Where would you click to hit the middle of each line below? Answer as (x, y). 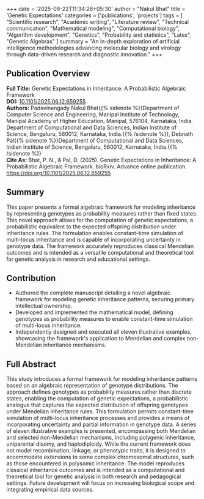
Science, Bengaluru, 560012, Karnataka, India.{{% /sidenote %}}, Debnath (100, 133)
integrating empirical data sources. (50, 490)
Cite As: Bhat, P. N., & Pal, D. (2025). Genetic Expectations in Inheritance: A (101, 160)
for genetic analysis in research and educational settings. (78, 259)
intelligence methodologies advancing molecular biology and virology (94, 48)
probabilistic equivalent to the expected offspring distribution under (91, 227)
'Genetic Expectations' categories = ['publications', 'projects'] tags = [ (95, 15)
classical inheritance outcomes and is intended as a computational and (96, 470)
